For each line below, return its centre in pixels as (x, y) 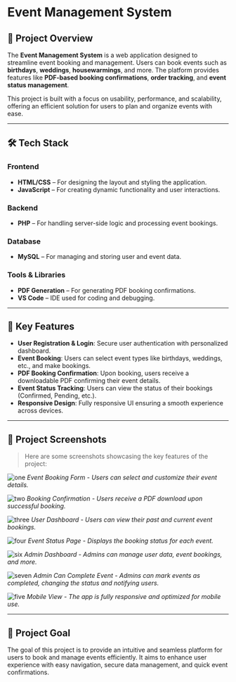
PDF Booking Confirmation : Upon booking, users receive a (103, 373)
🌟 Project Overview (50, 38)
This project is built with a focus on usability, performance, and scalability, (114, 99)
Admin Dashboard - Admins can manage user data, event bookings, (123, 555)
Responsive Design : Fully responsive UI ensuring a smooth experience (120, 403)
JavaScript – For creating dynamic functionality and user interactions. (119, 189)
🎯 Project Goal (39, 633)
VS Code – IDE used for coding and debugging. (86, 298)
